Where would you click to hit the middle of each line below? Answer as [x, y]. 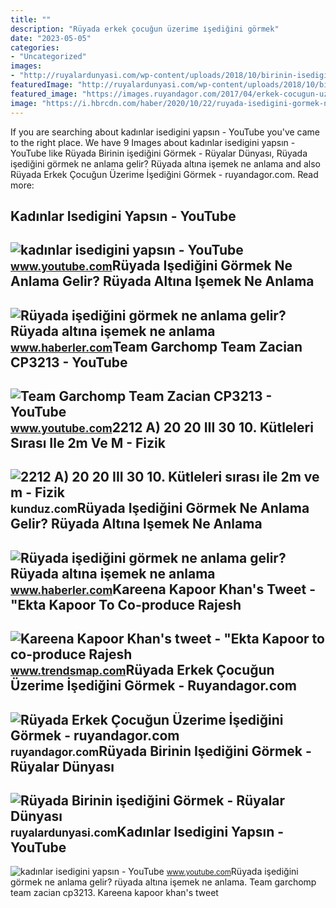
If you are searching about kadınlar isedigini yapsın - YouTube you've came [165, 132]
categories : [35, 47]
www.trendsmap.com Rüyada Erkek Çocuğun [142, 670]
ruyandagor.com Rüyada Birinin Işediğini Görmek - [161, 751]
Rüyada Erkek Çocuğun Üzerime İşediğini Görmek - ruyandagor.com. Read [164, 174]
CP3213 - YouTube [69, 362]
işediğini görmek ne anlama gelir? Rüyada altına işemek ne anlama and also [166, 163]
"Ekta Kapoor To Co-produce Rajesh [126, 604]
